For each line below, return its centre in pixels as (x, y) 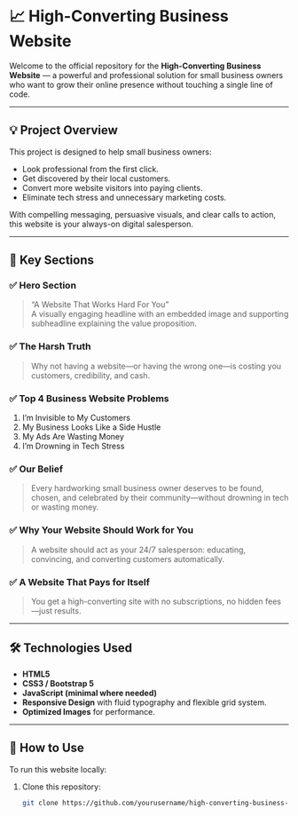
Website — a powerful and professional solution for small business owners (146, 75)
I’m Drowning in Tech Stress (73, 446)
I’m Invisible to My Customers (76, 418)
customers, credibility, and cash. (90, 375)
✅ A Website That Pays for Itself (80, 582)
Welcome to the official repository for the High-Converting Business (135, 66)
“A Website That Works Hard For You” (100, 305)
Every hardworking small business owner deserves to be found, (147, 488)
